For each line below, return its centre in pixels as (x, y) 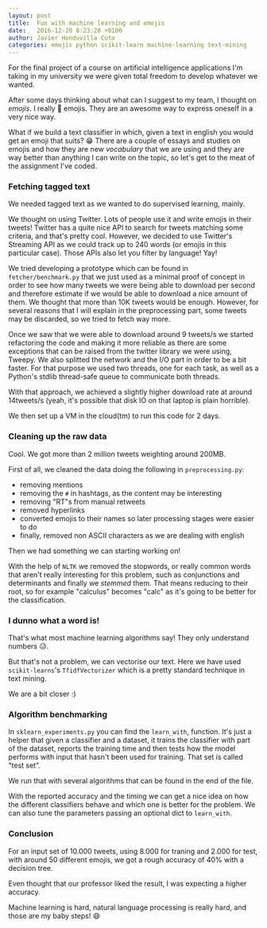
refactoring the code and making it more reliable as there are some (118, 343)
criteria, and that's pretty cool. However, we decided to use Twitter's (120, 236)
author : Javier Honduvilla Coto (62, 38)
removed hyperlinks (52, 510)
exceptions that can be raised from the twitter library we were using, (120, 351)
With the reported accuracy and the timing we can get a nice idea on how (128, 796)
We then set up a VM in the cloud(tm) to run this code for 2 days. (114, 416)
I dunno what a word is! (54, 621)
